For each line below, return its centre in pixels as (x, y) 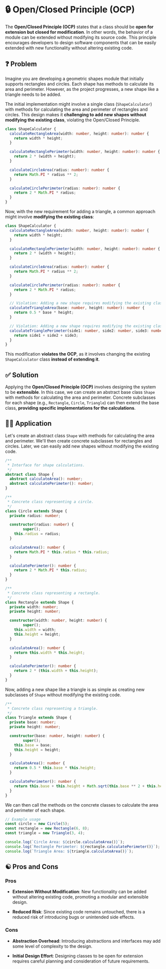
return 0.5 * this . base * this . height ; (55, 768)
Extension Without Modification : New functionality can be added (79, 892)
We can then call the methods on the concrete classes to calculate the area (82, 805)
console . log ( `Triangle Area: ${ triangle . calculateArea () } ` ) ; (69, 851)
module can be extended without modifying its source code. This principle (81, 37)
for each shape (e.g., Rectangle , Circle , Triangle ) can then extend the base (82, 403)
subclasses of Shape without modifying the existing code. (63, 695)
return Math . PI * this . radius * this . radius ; (62, 552)
